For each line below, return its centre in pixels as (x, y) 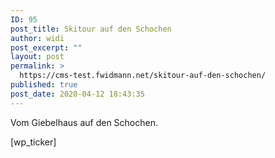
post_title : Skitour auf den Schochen (91, 29)
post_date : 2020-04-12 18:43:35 (77, 94)
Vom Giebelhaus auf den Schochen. (84, 122)
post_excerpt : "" (46, 47)
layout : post (37, 57)
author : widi (37, 38)
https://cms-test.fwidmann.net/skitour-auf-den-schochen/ (143, 76)
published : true (44, 85)
